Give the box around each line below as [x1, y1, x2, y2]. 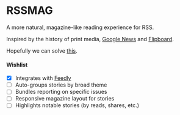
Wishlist [6, 61, 28, 68]
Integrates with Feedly [15, 74, 71, 82]
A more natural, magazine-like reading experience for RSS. [6, 24, 154, 31]
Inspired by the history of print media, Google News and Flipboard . [6, 35, 174, 42]
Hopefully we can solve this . [6, 47, 77, 54]
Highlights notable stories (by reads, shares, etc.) [15, 102, 139, 109]
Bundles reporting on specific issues [15, 88, 107, 96]
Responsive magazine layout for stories [15, 95, 115, 102]
